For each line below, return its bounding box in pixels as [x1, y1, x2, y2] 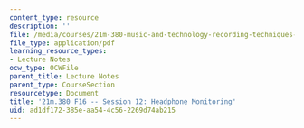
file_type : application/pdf [9, 38, 116, 48]
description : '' [9, 22, 71, 31]
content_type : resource [9, 13, 100, 23]
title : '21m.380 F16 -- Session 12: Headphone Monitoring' [9, 96, 237, 106]
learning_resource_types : [9, 47, 107, 56]
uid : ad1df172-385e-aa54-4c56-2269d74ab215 [9, 105, 176, 114]
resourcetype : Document [9, 88, 100, 97]
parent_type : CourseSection [9, 80, 116, 89]
